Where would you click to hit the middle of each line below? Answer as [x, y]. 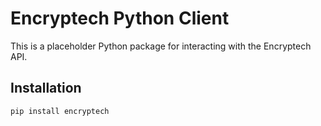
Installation [46, 88]
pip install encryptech [60, 111]
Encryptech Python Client [120, 18]
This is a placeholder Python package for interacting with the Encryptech [161, 46]
